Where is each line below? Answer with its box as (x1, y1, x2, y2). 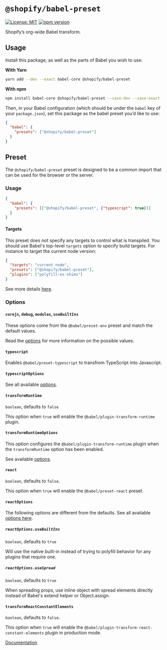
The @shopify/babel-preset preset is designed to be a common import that (5, 167, 162, 173)
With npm (5, 86, 26, 92)
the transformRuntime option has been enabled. (5, 446, 104, 452)
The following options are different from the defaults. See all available (5, 510, 151, 516)
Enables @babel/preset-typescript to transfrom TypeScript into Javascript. (5, 360, 162, 366)
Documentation (5, 639, 38, 646)
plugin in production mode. (45, 630, 102, 636)
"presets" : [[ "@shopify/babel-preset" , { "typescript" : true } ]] (14, 205, 151, 211)
